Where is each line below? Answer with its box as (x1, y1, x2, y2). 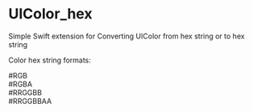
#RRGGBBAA (8, 96, 52, 106)
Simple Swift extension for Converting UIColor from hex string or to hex (8, 31, 245, 41)
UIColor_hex (8, 5, 93, 23)
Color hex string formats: (8, 55, 91, 65)
